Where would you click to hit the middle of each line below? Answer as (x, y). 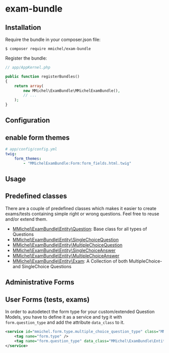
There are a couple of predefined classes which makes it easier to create (81, 208)
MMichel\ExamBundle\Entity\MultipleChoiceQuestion (67, 245)
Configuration (28, 120)
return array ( (29, 86)
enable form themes (37, 138)
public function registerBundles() (43, 76)
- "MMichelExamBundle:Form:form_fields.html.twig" (77, 163)
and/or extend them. (26, 219)
